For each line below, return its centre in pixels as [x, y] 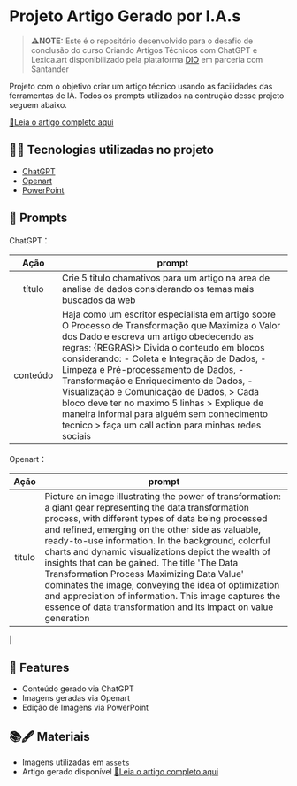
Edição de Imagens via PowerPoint [85, 708]
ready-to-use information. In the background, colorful [157, 540]
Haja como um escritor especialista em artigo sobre [169, 314]
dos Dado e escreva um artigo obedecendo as [158, 336]
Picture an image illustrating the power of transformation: [163, 496]
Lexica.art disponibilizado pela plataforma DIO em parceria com [147, 59]
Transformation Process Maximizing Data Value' [145, 574]
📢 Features [39, 667]
